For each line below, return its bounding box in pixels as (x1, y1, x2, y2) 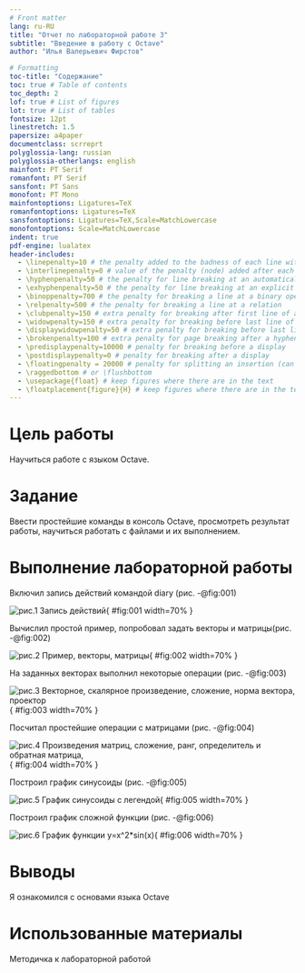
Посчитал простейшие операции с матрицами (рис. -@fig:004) (9, 722, 255, 733)
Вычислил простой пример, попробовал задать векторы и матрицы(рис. (9, 623, 292, 634)
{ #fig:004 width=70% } (9, 759, 99, 770)
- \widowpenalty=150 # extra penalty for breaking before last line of (17, 317, 295, 326)
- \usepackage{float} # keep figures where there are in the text (17, 376, 274, 386)
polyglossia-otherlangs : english (9, 156, 136, 166)
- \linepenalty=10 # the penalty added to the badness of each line (17, 258, 282, 267)
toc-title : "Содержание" (9, 72, 103, 82)
